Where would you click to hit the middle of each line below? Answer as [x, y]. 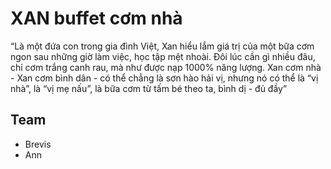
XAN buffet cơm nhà [96, 18]
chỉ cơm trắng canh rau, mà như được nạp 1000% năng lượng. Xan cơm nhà [166, 67]
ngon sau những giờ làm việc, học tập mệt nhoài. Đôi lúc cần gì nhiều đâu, [163, 56]
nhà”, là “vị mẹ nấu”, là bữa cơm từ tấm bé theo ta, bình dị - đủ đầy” [149, 88]
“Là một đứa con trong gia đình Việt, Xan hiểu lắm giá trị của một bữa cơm [162, 46]
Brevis [38, 144]
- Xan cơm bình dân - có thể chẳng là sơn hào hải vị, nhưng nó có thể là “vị [164, 78]
